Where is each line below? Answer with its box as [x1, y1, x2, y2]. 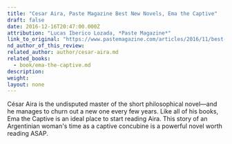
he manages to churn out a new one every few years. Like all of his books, [7, 107, 219, 116]
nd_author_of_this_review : [7, 42, 85, 49]
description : [7, 68, 45, 75]
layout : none [7, 81, 45, 88]
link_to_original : [7, 36, 60, 43]
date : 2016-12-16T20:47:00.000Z [7, 23, 100, 30]
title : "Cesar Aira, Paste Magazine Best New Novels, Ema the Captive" [7, 10, 217, 17]
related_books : [7, 55, 51, 62]
